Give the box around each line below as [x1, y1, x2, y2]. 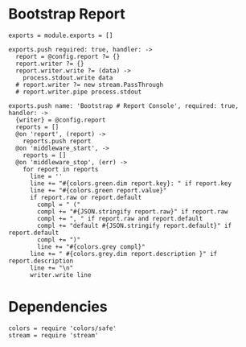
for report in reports [23, 165, 99, 173]
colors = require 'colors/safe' [8, 324, 117, 333]
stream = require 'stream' [8, 331, 99, 339]
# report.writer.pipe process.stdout [15, 88, 142, 96]
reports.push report [23, 137, 92, 145]
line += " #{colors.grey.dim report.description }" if [29, 250, 218, 258]
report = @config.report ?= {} [15, 52, 121, 60]
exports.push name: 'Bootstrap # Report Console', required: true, [8, 101, 240, 109]
